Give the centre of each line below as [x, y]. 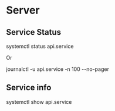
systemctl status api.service [40, 46]
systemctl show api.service [39, 102]
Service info [29, 88]
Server [23, 10]
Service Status [34, 32]
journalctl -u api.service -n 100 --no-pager [58, 69]
